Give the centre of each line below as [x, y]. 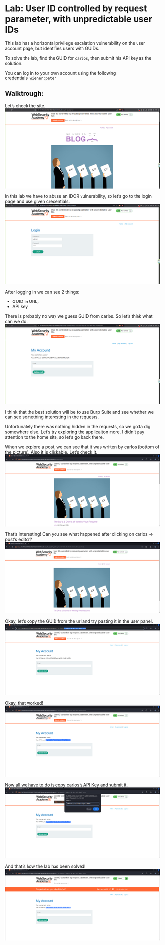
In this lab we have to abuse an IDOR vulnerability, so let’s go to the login [79, 196]
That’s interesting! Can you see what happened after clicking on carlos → [79, 534]
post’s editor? [19, 539]
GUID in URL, [26, 302]
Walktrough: [25, 94]
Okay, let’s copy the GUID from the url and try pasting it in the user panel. [79, 621]
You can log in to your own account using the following [61, 73]
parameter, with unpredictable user [79, 19]
